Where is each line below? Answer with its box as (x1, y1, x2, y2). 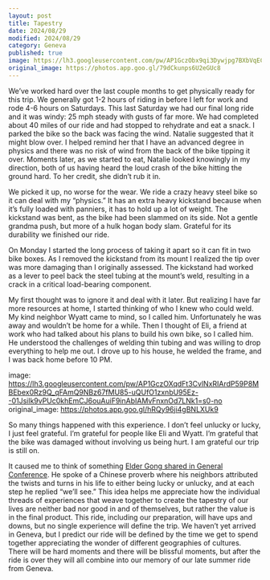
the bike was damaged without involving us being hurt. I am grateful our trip (8, 437, 260, 447)
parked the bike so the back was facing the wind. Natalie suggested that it (8, 129, 255, 138)
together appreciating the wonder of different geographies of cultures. (8, 537, 242, 547)
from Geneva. (8, 563, 54, 573)
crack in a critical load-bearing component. (8, 279, 152, 289)
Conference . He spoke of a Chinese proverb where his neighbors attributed (8, 469, 259, 479)
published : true (8, 49, 63, 57)
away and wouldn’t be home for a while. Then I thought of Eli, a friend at (8, 321, 247, 330)
